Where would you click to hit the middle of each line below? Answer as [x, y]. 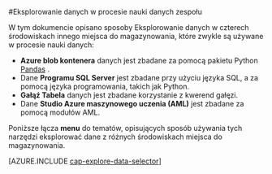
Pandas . [35, 69]
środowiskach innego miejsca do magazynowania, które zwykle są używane [136, 36]
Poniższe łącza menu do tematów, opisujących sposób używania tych [125, 128]
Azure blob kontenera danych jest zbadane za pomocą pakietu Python [139, 61]
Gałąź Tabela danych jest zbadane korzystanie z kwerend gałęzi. [129, 95]
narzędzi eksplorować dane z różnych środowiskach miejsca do [116, 137]
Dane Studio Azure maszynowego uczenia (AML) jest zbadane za [132, 104]
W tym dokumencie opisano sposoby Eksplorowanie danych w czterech [129, 27]
